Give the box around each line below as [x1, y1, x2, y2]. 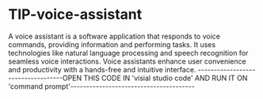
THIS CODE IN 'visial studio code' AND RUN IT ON [83, 73, 248, 82]
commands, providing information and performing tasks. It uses [8, 39, 216, 49]
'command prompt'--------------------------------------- [8, 81, 196, 91]
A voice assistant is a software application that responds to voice [8, 31, 220, 41]
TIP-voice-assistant [8, 5, 143, 24]
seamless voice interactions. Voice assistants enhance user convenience [8, 57, 247, 66]
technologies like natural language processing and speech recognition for [8, 48, 249, 57]
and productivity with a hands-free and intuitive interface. [8, 64, 196, 74]
